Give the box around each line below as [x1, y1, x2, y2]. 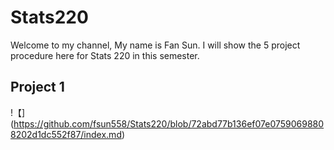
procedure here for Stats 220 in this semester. [10, 49, 200, 61]
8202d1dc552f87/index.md [10, 128, 122, 140]
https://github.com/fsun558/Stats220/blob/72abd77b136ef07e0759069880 [13, 117, 325, 130]
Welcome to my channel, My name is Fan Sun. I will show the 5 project [10, 39, 301, 51]
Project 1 [10, 79, 65, 96]
